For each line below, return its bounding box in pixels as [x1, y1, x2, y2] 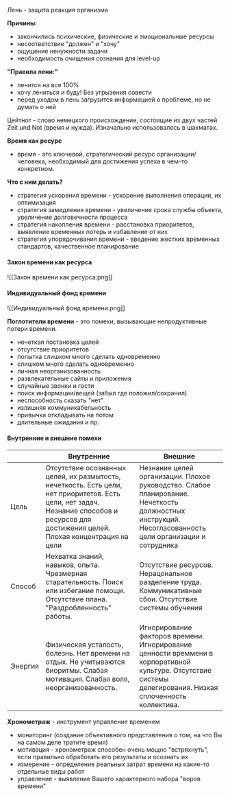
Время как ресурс [7, 137, 62, 145]
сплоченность [139, 691, 187, 701]
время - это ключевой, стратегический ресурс [16, 150, 155, 158]
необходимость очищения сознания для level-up [16, 54, 161, 62]
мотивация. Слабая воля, [45, 674, 130, 684]
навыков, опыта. [45, 559, 101, 569]
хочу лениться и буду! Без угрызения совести [16, 89, 152, 96]
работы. [45, 611, 73, 621]
